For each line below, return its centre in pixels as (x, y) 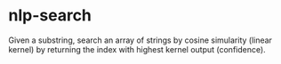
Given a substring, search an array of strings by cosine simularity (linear (140, 40)
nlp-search (50, 16)
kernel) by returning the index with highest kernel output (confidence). (137, 49)
